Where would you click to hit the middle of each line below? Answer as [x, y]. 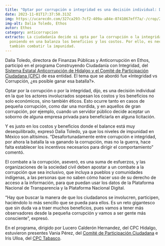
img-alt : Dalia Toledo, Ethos [36, 23]
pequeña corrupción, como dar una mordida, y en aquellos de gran [73, 106]
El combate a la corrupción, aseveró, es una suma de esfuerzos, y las [75, 162]
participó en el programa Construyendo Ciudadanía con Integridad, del [77, 65]
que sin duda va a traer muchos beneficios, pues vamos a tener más [74, 208]
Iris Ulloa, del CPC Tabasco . [33, 238]
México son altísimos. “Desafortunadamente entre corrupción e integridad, [81, 137]
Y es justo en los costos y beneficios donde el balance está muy [70, 126]
